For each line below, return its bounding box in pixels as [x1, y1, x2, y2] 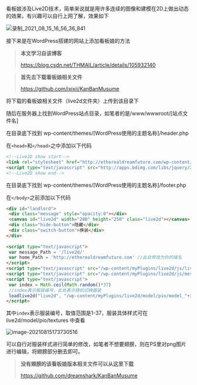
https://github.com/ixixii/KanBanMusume [20, 86, 120, 92]
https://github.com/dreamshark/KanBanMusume [20, 372, 138, 379]
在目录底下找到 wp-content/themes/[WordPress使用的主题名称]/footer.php [6, 181, 186, 189]
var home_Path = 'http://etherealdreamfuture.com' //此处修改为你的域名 [8, 254, 182, 261]
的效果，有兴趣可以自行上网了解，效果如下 [6, 12, 109, 19]
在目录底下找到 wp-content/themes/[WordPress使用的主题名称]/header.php [6, 130, 189, 137]
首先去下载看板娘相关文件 [20, 74, 83, 80]
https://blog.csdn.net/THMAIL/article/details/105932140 [20, 62, 156, 69]
